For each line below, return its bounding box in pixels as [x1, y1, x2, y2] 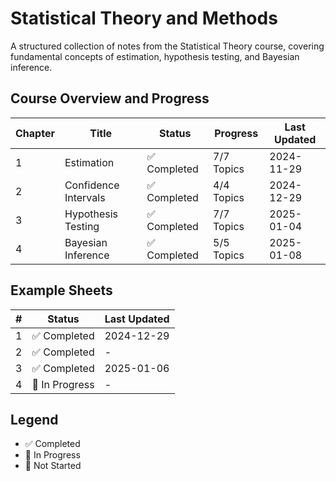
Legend [10, 411, 59, 428]
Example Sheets [10, 282, 113, 299]
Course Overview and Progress [10, 90, 210, 107]
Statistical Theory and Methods [10, 7, 278, 30]
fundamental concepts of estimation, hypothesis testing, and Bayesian [10, 50, 300, 62]
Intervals [64, 190, 106, 204]
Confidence [64, 178, 120, 192]
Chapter [15, 126, 55, 140]
